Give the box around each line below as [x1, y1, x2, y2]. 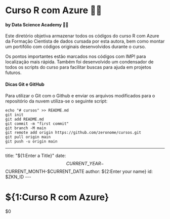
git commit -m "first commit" [5, 121, 69, 126]
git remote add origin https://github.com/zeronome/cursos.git [5, 130, 142, 135]
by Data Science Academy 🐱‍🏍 [5, 21, 69, 27]
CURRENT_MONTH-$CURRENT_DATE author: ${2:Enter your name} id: [5, 168, 153, 174]
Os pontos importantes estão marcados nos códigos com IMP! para [5, 53, 146, 60]
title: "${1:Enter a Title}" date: [5, 152, 66, 159]
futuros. [5, 69, 22, 76]
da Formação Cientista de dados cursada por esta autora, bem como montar [5, 38, 165, 45]
